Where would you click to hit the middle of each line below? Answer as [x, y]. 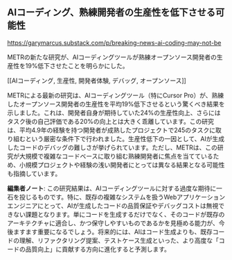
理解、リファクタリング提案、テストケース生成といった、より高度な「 [119, 240]
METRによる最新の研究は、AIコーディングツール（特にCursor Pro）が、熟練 [115, 95]
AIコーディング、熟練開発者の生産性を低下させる [111, 13]
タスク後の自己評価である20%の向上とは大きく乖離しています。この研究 [111, 121]
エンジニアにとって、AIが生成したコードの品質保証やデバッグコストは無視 [113, 205]
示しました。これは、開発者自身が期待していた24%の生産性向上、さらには [114, 113]
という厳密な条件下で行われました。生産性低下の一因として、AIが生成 [125, 138]
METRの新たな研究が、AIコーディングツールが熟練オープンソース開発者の [112, 57]
